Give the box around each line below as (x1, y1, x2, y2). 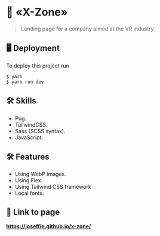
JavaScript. (14, 134, 44, 141)
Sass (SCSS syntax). (14, 127, 66, 134)
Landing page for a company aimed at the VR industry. (20, 25, 155, 32)
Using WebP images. (14, 170, 67, 178)
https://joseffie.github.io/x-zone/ (6, 223, 91, 230)
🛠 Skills (6, 96, 37, 106)
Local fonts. (14, 189, 44, 197)
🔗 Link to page (6, 207, 60, 217)
